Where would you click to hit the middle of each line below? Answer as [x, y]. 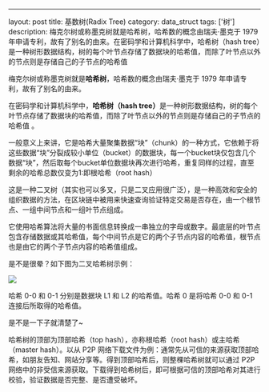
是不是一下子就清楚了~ [46, 322]
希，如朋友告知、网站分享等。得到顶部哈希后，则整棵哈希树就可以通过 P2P [132, 360]
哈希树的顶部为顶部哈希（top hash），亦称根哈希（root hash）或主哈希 [124, 340]
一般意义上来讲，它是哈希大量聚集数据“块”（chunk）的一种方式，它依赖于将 [134, 142]
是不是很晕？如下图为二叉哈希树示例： [71, 264]
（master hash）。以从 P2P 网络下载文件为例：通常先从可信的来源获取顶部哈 [134, 350]
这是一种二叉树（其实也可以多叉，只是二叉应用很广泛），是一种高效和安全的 [133, 190]
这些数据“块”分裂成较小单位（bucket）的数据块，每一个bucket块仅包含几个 [132, 152]
